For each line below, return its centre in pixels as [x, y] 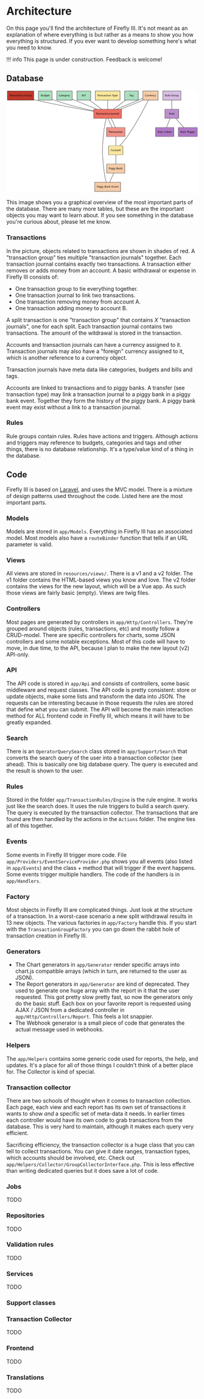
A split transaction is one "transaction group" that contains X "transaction [98, 320]
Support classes [31, 1303]
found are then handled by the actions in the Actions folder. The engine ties [101, 819]
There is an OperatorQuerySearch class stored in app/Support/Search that [97, 752]
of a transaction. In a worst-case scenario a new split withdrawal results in [100, 916]
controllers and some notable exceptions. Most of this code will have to [96, 641]
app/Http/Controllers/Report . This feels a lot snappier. [84, 1017]
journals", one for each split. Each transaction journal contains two [90, 326]
